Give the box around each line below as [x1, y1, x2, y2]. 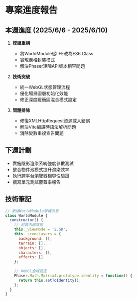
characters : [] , [18, 250, 52, 255]
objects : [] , [18, 245, 46, 250]
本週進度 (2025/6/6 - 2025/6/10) [5, 26, 108, 34]
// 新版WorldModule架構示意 [5, 208, 59, 213]
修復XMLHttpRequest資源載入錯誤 [19, 118, 90, 123]
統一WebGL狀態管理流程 [19, 84, 70, 90]
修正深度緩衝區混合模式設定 [19, 97, 77, 102]
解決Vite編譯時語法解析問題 [19, 124, 76, 130]
